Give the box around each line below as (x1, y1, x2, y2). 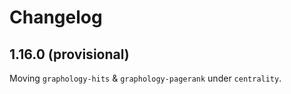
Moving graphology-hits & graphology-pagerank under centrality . (9, 72, 282, 84)
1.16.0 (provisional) (9, 46, 130, 63)
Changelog (9, 6, 103, 29)
